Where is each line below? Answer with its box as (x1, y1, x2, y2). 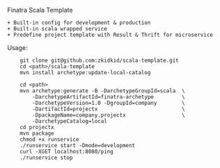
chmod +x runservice (19, 136, 79, 143)
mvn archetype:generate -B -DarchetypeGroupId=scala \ (19, 87, 186, 94)
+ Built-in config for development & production (7, 19, 151, 26)
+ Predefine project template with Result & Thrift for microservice (7, 31, 214, 38)
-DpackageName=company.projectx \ (32, 112, 186, 119)
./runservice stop (19, 154, 73, 161)
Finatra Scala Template (7, 6, 73, 14)
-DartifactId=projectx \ (32, 106, 186, 112)
